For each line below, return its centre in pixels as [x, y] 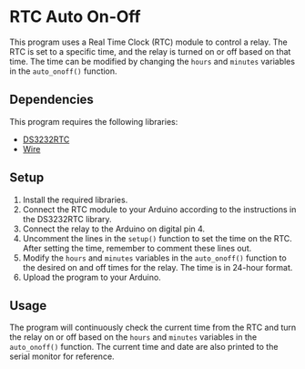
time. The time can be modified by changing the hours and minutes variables [152, 61]
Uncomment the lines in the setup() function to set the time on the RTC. [158, 238]
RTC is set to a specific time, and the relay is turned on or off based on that [150, 51]
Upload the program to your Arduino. [91, 277]
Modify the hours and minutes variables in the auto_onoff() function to [154, 258]
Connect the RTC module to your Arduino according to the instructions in [159, 209]
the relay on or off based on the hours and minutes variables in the [133, 337]
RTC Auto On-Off [75, 17]
